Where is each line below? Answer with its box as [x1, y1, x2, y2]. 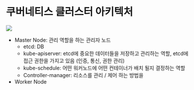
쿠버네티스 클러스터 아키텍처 [6, 5, 133, 19]
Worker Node [14, 78, 47, 85]
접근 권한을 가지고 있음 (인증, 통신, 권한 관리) [23, 57, 125, 64]
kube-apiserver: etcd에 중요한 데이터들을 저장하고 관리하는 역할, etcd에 [23, 50, 189, 57]
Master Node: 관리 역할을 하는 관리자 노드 [14, 36, 111, 44]
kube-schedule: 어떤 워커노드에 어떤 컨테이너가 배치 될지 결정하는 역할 [23, 64, 185, 71]
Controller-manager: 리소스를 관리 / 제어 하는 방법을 [23, 71, 144, 78]
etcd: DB [23, 43, 45, 50]
